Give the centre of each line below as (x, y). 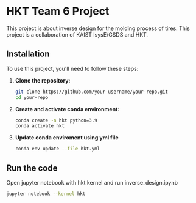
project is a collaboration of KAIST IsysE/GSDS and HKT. (77, 34)
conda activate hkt (40, 126)
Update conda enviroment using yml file (67, 138)
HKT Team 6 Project (58, 11)
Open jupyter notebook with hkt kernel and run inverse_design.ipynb (92, 182)
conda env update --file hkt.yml (58, 149)
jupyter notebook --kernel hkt (46, 194)
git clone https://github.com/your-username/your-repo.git (92, 92)
